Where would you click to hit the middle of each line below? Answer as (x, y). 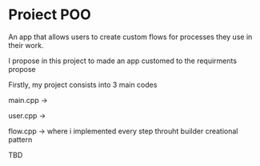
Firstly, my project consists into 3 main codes (83, 85)
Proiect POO (50, 15)
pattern (20, 139)
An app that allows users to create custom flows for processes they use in (130, 37)
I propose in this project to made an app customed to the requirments (123, 61)
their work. (26, 45)
